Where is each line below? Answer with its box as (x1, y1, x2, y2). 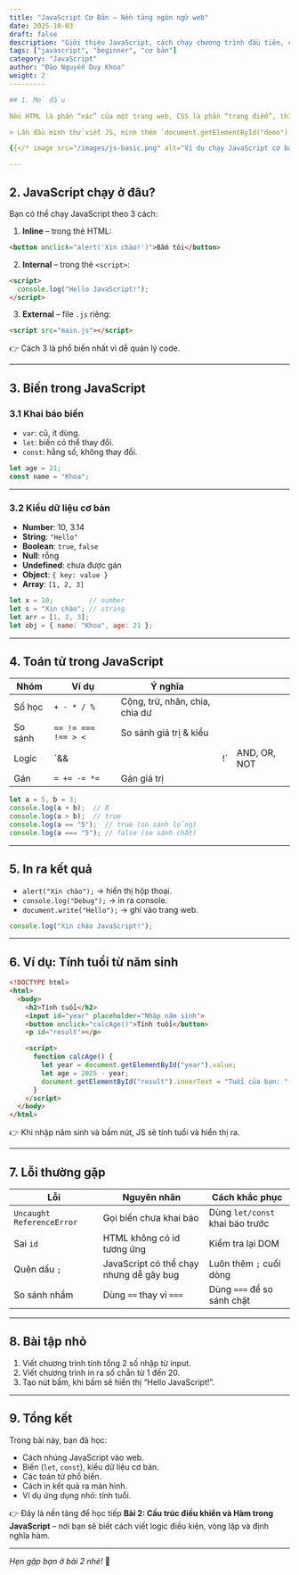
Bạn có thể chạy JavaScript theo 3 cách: (9, 208, 158, 219)
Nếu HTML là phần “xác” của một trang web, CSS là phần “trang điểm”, (9, 112, 277, 120)
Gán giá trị (120, 773, 165, 785)
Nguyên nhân (122, 1191, 181, 1204)
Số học (13, 701, 44, 714)
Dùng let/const (208, 1206, 276, 1219)
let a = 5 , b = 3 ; (9, 795, 77, 804)
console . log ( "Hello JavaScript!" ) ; (17, 285, 149, 294)
